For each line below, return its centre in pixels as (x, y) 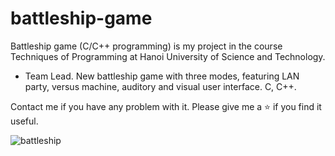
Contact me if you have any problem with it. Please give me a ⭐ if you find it (166, 106)
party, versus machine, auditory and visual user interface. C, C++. (160, 86)
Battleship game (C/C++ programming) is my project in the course (146, 46)
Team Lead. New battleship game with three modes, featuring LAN (162, 76)
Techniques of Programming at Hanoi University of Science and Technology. (168, 56)
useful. (24, 121)
